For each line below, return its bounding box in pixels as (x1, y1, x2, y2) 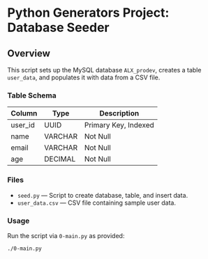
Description (99, 109, 140, 118)
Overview (7, 47, 51, 59)
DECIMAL (44, 155, 76, 164)
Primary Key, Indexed (84, 120, 155, 130)
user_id (10, 120, 35, 130)
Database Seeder (7, 19, 110, 36)
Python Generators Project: (7, 5, 170, 21)
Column (10, 109, 38, 118)
